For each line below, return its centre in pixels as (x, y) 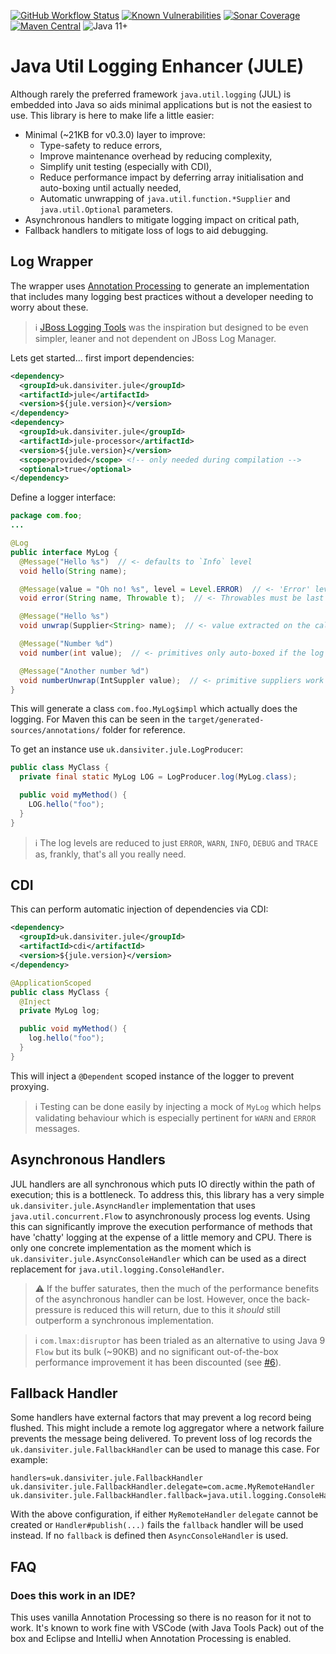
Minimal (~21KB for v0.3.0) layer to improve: (115, 134)
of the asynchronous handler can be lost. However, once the (159, 1299)
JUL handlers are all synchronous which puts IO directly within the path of (163, 1184)
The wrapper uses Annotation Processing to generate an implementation (160, 286)
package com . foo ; (46, 516)
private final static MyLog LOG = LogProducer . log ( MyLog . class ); (158, 777)
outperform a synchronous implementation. (124, 1320)
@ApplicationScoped (51, 983)
